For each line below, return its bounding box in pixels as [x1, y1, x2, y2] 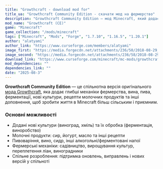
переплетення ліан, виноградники [12, 148, 83, 154]
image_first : [5, 48, 32, 52]
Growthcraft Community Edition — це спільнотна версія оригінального [5, 84, 152, 89]
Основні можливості [5, 111, 57, 118]
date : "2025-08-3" [5, 70, 42, 75]
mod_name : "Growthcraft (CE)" [5, 20, 66, 26]
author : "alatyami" [5, 39, 45, 44]
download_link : [5, 57, 36, 62]
